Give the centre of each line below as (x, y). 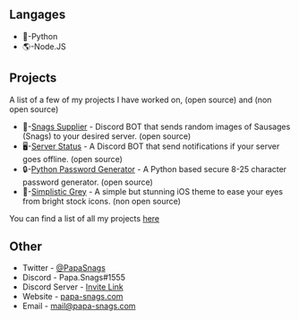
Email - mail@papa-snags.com (79, 306)
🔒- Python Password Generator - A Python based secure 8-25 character (154, 169)
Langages (38, 15)
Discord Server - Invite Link (73, 287)
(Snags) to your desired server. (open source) (107, 136)
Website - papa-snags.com (73, 297)
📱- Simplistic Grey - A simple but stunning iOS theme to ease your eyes (153, 191)
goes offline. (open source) (73, 159)
